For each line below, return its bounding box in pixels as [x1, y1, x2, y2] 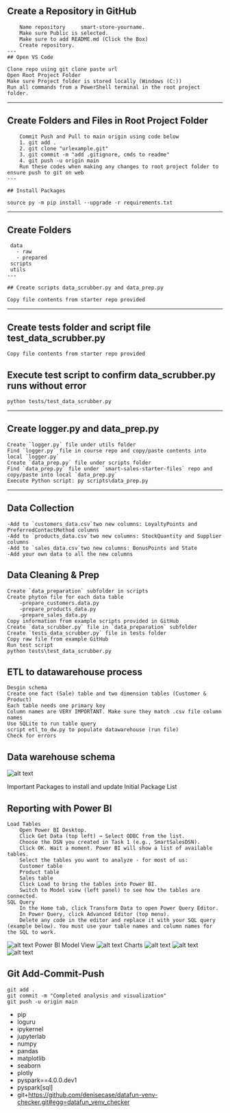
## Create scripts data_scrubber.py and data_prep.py [7, 284, 164, 291]
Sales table [19, 875, 53, 882]
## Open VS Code [7, 54, 53, 60]
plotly [16, 1068, 34, 1077]
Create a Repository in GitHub [7, 5, 137, 17]
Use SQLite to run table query [7, 720, 97, 727]
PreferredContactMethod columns [7, 527, 99, 533]
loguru [16, 1018, 36, 1026]
